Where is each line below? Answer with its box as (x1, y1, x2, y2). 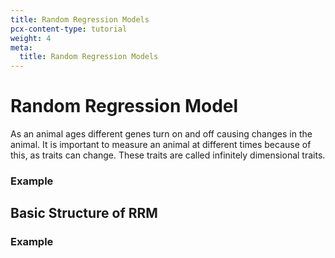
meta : (10, 42, 33, 53)
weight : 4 (10, 33, 52, 43)
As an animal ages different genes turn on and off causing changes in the (10, 128, 313, 140)
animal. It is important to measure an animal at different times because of (10, 139, 312, 151)
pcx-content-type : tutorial (10, 24, 128, 34)
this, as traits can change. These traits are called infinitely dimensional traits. (10, 149, 326, 161)
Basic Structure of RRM (10, 205, 158, 222)
